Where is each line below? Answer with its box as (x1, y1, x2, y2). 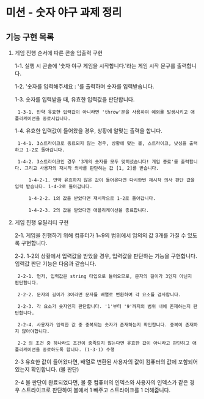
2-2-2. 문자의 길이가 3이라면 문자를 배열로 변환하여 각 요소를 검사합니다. (17, 291, 181, 298)
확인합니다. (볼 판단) (31, 366, 79, 373)
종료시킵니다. (42, 115, 71, 122)
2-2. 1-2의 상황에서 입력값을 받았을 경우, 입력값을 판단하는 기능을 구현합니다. (14, 252, 197, 260)
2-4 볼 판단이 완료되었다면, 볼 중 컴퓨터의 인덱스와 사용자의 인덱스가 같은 (14, 379, 189, 386)
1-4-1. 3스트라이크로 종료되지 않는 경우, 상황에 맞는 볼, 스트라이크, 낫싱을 (17, 141, 187, 147)
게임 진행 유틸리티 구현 (14, 219, 69, 226)
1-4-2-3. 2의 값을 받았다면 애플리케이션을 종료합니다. (28, 207, 149, 213)
